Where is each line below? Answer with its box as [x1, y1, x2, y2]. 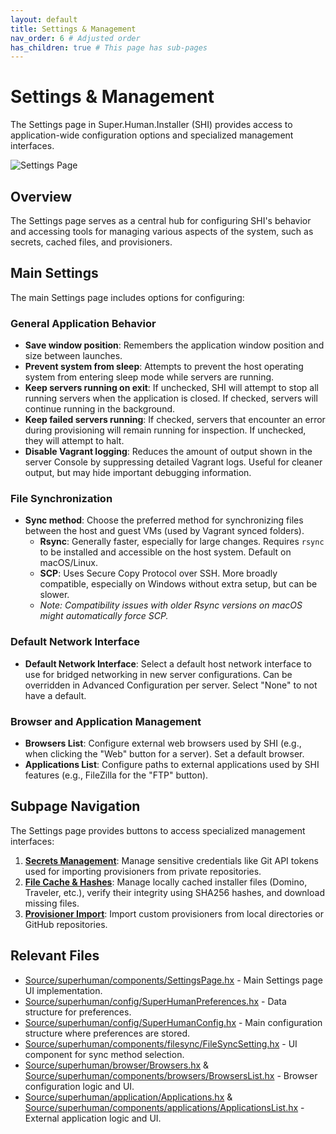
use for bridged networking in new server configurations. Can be [24, 668, 293, 680]
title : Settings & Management [10, 24, 137, 34]
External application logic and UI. [24, 1112, 162, 1124]
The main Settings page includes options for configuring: [10, 291, 245, 303]
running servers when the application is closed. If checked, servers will [24, 392, 318, 405]
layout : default [10, 14, 78, 25]
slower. [39, 589, 70, 601]
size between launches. [24, 350, 123, 362]
